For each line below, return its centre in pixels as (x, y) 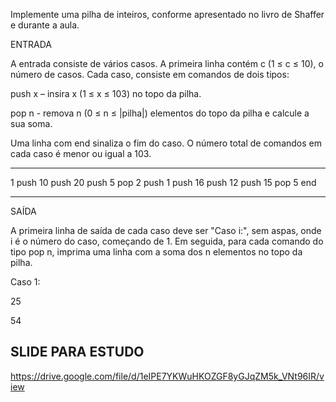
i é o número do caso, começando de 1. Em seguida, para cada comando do (167, 241)
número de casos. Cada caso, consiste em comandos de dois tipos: (150, 74)
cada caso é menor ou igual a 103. (81, 153)
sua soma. (31, 123)
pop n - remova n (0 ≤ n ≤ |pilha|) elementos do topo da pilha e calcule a (160, 113)
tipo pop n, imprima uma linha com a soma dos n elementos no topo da (156, 252)
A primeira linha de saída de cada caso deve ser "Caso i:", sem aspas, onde (166, 230)
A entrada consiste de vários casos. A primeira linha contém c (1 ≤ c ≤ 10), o (167, 63)
